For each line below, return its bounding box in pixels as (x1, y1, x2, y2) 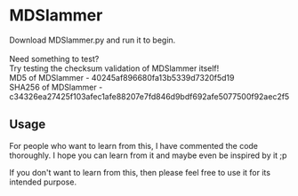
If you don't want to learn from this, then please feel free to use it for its (9, 167, 271, 177)
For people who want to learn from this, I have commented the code (9, 140, 259, 151)
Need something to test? (9, 53, 100, 64)
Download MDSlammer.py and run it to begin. (9, 35, 176, 45)
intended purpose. (9, 176, 77, 187)
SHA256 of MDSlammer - (9, 82, 103, 92)
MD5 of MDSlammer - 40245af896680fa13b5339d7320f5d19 (9, 72, 235, 82)
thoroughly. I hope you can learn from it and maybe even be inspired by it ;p (9, 150, 287, 161)
